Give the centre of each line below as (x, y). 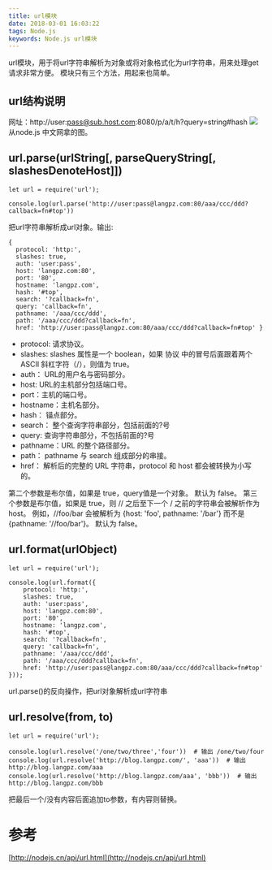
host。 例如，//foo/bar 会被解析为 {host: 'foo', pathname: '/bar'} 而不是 (127, 513)
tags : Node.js (32, 31)
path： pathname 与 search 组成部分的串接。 (95, 455)
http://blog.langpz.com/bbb (56, 783)
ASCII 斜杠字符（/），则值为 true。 (77, 364)
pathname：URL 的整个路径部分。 (77, 445)
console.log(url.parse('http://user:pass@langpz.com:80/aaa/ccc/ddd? (129, 204)
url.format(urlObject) (63, 550)
